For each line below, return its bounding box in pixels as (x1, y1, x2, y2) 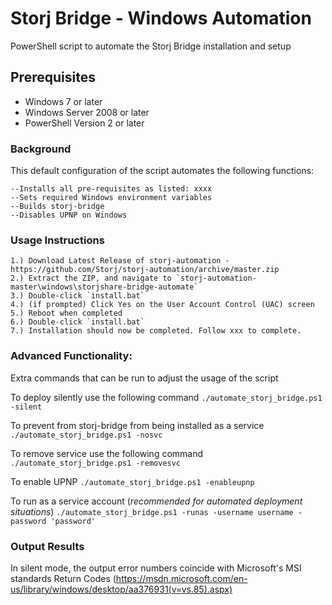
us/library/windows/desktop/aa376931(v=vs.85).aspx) (10, 583, 233, 595)
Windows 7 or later (24, 95, 103, 107)
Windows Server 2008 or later (24, 106, 150, 118)
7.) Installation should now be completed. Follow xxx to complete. (10, 326, 302, 336)
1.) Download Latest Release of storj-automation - (10, 256, 230, 266)
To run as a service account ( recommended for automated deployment (10, 495, 303, 507)
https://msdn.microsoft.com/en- (115, 572, 248, 584)
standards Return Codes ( (10, 572, 117, 584)
